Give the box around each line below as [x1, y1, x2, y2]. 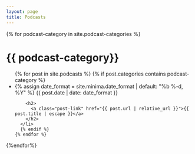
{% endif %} [20, 126, 49, 133]
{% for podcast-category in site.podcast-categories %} [6, 30, 141, 37]
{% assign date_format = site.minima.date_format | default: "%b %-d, [14, 83, 183, 90]
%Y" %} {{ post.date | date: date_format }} [14, 89, 118, 96]
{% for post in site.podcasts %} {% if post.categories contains [14, 70, 166, 77]
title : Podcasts [6, 14, 46, 20]
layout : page [6, 8, 38, 15]
